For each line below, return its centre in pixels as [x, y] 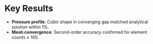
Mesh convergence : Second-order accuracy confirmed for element [79, 32]
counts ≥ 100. [25, 37]
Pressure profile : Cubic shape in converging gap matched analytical [80, 22]
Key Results [29, 8]
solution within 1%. [30, 27]
